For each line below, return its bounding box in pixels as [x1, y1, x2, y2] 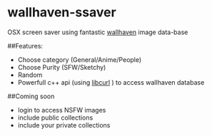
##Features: [7, 41, 44, 50]
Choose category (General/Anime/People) [17, 55, 142, 64]
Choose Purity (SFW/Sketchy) [17, 63, 106, 71]
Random [17, 70, 43, 79]
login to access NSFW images [17, 105, 106, 114]
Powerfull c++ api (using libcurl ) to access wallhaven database [17, 78, 205, 86]
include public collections [17, 113, 94, 122]
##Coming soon [7, 92, 55, 100]
